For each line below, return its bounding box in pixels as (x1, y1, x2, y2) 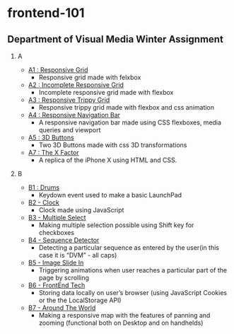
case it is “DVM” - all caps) (38, 251, 117, 259)
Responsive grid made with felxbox (38, 73, 141, 81)
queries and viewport (38, 126, 101, 134)
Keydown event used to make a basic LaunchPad (38, 191, 182, 199)
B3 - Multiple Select (28, 214, 86, 221)
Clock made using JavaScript (38, 206, 124, 214)
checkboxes (38, 229, 75, 236)
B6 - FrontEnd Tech (28, 281, 86, 289)
